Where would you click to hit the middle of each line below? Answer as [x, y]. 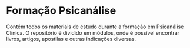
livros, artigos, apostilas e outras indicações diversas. [71, 39]
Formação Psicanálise [61, 11]
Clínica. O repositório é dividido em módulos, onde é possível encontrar [93, 32]
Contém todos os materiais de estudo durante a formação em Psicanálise [95, 27]
